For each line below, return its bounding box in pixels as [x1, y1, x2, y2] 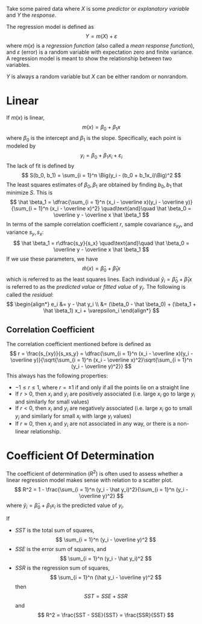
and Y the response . [6, 11, 57, 19]
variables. [6, 61, 31, 68]
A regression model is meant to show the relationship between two [6, 55, 172, 62]
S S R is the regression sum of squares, [14, 564, 110, 572]
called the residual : [6, 291, 54, 298]
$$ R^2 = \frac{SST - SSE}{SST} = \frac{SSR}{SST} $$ [37, 611, 174, 619]
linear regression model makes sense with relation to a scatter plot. [6, 476, 173, 484]
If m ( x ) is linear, [6, 114, 45, 121]
